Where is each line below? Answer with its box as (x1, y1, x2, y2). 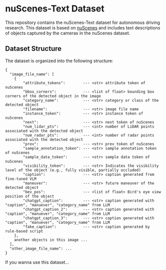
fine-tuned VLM (5, 176, 37, 181)
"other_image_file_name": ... (9, 246, 72, 251)
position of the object (5, 194, 55, 199)
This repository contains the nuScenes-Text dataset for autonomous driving (5, 19, 161, 25)
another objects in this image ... (14, 237, 88, 242)
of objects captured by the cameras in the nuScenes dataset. (5, 30, 131, 36)
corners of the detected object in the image (5, 93, 101, 99)
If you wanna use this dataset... (5, 259, 70, 265)
